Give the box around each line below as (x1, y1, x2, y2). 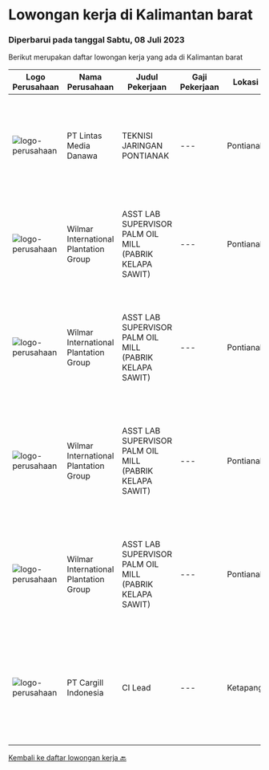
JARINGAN (121, 141, 163, 152)
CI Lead (121, 682, 151, 694)
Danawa (66, 150, 98, 161)
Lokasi (232, 76, 259, 88)
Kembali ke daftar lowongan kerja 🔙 (8, 753, 126, 763)
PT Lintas (66, 130, 102, 141)
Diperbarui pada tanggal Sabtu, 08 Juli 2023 (8, 35, 186, 46)
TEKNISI (121, 130, 154, 141)
